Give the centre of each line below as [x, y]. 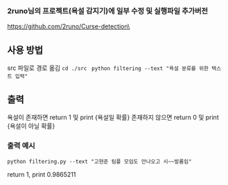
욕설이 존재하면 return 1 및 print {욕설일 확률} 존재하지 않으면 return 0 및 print [113, 117]
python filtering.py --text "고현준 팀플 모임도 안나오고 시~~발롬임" [99, 162]
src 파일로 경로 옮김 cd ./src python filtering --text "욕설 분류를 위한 [108, 68]
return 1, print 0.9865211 [42, 175]
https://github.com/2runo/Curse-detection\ [69, 26]
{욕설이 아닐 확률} [31, 125]
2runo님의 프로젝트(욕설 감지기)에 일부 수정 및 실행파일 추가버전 [108, 10]
